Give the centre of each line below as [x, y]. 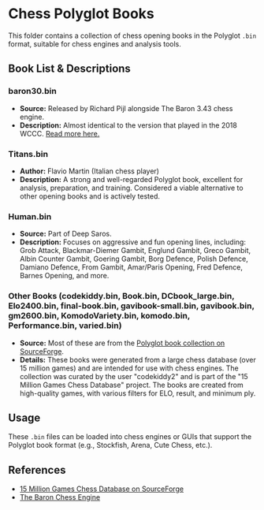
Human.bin [30, 216]
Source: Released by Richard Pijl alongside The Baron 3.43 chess [126, 108]
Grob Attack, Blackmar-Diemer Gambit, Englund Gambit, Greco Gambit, [135, 251]
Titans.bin [28, 154]
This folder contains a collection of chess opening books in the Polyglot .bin [132, 35]
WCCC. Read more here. [59, 133]
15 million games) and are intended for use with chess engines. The [129, 368]
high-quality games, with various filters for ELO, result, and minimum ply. [138, 393]
